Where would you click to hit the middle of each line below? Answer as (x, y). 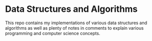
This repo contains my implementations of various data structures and (76, 23)
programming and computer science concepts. (53, 33)
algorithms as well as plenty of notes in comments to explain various (75, 28)
